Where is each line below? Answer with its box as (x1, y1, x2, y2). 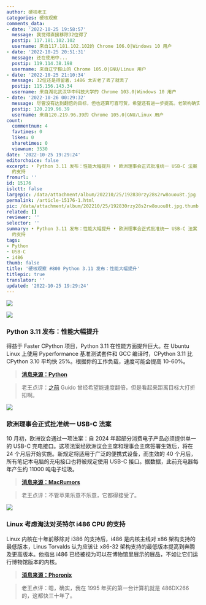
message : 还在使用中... (12, 55, 68, 61)
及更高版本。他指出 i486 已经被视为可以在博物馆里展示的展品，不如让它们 (6, 550, 193, 558)
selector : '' (6, 220, 40, 226)
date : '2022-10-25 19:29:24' (6, 152, 81, 158)
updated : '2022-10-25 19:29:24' (6, 283, 89, 289)
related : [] (6, 209, 37, 215)
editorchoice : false (6, 157, 59, 163)
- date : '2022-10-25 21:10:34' (6, 72, 86, 78)
